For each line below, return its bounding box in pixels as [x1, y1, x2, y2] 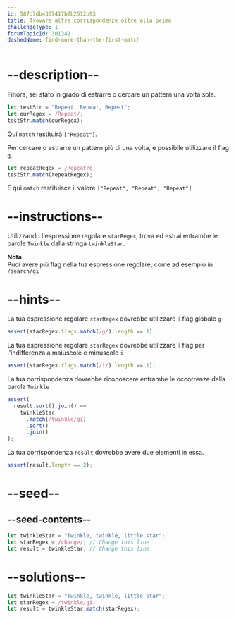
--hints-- [7, 291, 61, 307]
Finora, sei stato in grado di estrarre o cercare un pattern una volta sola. [7, 90, 216, 99]
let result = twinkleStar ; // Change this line [7, 545, 150, 552]
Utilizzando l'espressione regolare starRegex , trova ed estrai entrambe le [7, 232, 218, 240]
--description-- [7, 67, 100, 83]
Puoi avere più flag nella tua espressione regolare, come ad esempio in [7, 260, 213, 269]
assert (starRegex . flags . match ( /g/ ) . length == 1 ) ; [7, 329, 156, 336]
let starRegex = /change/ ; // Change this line [7, 539, 150, 546]
